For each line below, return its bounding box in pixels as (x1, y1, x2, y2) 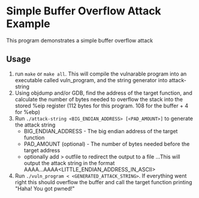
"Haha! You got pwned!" (14, 185, 75, 192)
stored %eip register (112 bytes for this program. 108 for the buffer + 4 (14, 102, 189, 109)
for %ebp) (14, 108, 41, 115)
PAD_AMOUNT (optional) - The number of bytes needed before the (23, 140, 190, 148)
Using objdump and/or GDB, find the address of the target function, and (14, 89, 193, 97)
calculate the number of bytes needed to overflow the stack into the (14, 95, 183, 103)
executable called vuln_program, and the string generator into (14, 76, 168, 83)
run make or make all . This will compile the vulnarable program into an (14, 70, 187, 77)
